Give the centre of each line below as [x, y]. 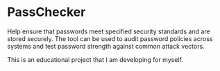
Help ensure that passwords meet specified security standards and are [109, 31]
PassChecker [46, 12]
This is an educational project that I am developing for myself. [95, 59]
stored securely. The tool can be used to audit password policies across [110, 38]
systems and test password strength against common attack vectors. [106, 46]
